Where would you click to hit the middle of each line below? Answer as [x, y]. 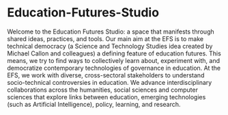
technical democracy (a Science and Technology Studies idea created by [110, 46]
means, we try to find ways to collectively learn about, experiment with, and [114, 60]
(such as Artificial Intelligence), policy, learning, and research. [94, 104]
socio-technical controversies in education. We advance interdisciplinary [110, 82]
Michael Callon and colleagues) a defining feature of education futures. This [114, 53]
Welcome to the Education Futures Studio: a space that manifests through [111, 31]
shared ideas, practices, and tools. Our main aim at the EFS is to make [105, 38]
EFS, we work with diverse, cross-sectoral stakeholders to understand [106, 75]
